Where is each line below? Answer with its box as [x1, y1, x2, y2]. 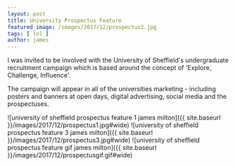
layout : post [7, 10, 46, 18]
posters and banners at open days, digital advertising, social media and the [7, 93, 227, 101]
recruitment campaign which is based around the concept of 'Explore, [7, 64, 212, 72]
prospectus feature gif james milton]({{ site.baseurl [7, 143, 157, 152]
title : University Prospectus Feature [7, 17, 122, 24]
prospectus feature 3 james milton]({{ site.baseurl [7, 129, 153, 137]
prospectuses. [7, 100, 50, 108]
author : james [7, 37, 50, 44]
